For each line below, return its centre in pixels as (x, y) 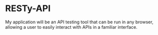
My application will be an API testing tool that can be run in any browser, (79, 22)
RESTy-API (28, 9)
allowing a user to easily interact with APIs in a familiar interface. (71, 27)
